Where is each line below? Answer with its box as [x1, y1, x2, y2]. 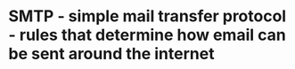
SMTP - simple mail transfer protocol [8, 6, 287, 27]
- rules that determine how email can [8, 25, 286, 45]
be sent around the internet [8, 44, 215, 64]
